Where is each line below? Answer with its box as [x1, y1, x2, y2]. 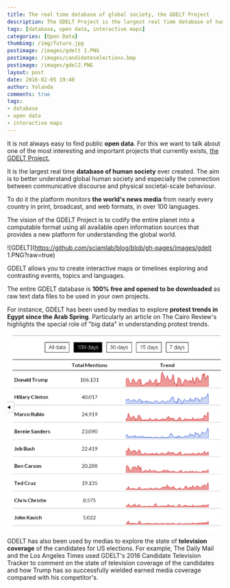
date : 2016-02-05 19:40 [7, 76, 75, 83]
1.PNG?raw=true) [7, 250, 55, 259]
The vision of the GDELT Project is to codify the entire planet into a [7, 215, 195, 224]
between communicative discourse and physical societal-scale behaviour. [7, 182, 216, 190]
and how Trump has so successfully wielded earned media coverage [7, 566, 202, 574]
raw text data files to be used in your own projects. [7, 292, 151, 300]
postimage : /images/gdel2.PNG [7, 62, 94, 69]
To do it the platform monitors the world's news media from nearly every [7, 195, 214, 203]
